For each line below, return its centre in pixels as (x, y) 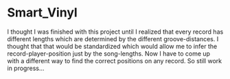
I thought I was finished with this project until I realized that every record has (115, 32)
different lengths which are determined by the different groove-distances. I (113, 38)
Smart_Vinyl (42, 13)
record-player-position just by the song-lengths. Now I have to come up (109, 54)
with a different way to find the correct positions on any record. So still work (114, 60)
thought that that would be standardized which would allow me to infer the (112, 46)
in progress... (26, 68)
